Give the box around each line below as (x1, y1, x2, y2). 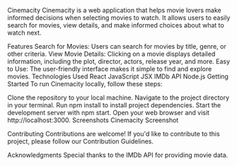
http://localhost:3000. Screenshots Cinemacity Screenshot (7, 116, 179, 124)
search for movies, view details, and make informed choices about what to (7, 21, 224, 29)
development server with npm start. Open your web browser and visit (7, 109, 210, 117)
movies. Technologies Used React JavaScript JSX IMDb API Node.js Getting (7, 72, 229, 81)
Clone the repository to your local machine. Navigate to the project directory (7, 93, 230, 102)
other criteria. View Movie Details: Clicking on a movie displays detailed (7, 49, 216, 58)
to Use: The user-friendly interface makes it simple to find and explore (7, 65, 212, 73)
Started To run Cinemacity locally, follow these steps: (7, 80, 163, 88)
